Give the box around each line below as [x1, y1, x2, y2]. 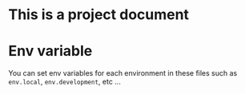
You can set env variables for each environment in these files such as [8, 69, 238, 78]
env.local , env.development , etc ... [8, 77, 122, 87]
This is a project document [8, 6, 190, 24]
